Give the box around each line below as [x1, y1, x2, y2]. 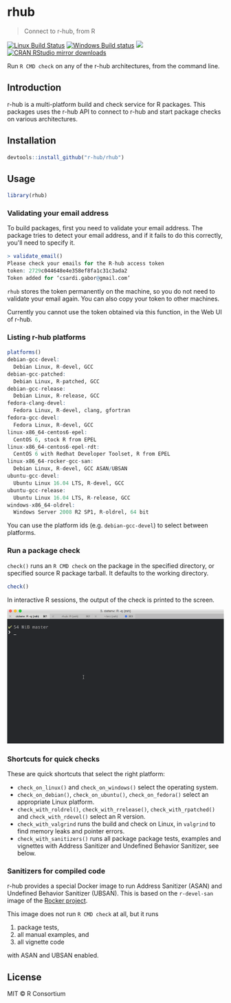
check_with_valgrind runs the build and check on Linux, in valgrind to [16, 820, 216, 828]
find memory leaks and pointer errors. [16, 827, 125, 835]
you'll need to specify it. [7, 239, 76, 247]
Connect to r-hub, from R [23, 27, 96, 35]
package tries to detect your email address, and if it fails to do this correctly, [7, 232, 223, 240]
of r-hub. [7, 315, 32, 323]
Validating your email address [7, 208, 109, 218]
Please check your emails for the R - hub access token [7, 260, 165, 267]
